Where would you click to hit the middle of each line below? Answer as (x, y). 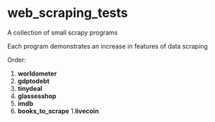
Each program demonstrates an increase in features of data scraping (108, 46)
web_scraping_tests (68, 13)
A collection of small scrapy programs (63, 32)
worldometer (37, 73)
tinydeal (30, 88)
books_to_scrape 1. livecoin (58, 111)
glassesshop (37, 96)
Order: (17, 60)
